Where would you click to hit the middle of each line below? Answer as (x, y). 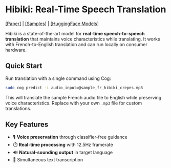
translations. (18, 108)
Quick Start (24, 66)
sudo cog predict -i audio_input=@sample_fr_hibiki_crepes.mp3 (74, 88)
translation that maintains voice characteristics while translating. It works (83, 39)
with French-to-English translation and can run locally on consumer (76, 44)
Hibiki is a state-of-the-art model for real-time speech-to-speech (75, 33)
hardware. (16, 50)
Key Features (27, 125)
